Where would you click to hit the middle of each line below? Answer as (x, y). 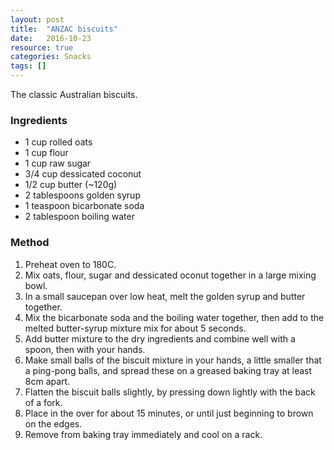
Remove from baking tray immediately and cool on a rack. (143, 434)
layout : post (37, 19)
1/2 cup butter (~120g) (71, 185)
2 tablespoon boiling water (79, 217)
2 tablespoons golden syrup (82, 195)
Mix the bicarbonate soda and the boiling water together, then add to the (174, 317)
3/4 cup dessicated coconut (83, 174)
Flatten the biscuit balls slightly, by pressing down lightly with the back (170, 392)
